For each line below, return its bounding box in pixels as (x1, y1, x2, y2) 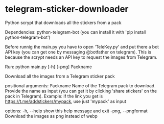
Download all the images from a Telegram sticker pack (5, 73, 115, 79)
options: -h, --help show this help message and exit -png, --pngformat (5, 108, 148, 114)
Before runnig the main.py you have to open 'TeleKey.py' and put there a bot (5, 44, 159, 50)
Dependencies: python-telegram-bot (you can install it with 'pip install (5, 29, 146, 35)
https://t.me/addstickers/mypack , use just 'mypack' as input (5, 98, 126, 104)
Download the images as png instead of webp (5, 113, 98, 119)
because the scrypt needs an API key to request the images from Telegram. (5, 54, 158, 60)
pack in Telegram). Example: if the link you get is (5, 93, 103, 99)
